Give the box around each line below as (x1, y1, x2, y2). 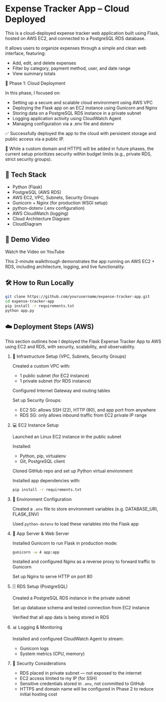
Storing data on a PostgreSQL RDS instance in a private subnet (12, 110, 142, 116)
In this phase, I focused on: (5, 90, 61, 96)
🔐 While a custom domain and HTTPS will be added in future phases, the (5, 145, 154, 151)
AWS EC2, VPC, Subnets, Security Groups (12, 194, 99, 200)
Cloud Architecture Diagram (12, 215, 70, 222)
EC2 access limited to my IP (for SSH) (19, 676, 97, 682)
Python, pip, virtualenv (19, 453, 66, 459)
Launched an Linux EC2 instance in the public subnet (12, 433, 122, 439)
